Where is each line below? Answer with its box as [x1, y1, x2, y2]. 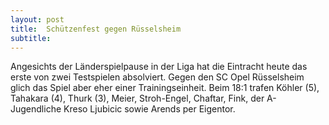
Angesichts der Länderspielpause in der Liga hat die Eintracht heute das [10, 61, 308, 73]
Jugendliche [10, 103, 62, 115]
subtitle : [10, 33, 52, 43]
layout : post [10, 14, 65, 25]
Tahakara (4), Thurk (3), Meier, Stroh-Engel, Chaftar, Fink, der [10, 92, 265, 105]
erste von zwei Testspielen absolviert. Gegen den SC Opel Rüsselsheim [10, 71, 305, 83]
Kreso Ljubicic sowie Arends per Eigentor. [63, 103, 236, 115]
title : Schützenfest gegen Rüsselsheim [10, 24, 182, 34]
